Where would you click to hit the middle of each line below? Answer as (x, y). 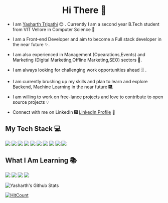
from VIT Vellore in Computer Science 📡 (54, 29)
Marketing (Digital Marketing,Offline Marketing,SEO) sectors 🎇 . (77, 60)
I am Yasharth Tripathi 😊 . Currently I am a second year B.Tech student (86, 24)
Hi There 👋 (84, 10)
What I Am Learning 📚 (41, 161)
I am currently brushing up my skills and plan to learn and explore (80, 81)
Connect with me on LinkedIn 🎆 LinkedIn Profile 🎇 (64, 112)
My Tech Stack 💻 (33, 129)
